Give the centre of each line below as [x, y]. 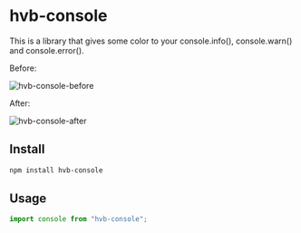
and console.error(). [47, 50]
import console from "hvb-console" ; [78, 219]
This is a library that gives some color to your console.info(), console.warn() [151, 41]
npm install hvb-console [56, 170]
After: [20, 103]
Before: [23, 68]
